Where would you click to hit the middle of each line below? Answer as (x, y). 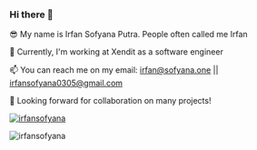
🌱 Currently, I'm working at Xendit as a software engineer (117, 52)
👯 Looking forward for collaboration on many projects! (110, 101)
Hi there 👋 (32, 15)
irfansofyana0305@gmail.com (66, 83)
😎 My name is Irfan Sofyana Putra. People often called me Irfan (128, 35)
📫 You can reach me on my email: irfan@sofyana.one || (114, 70)
